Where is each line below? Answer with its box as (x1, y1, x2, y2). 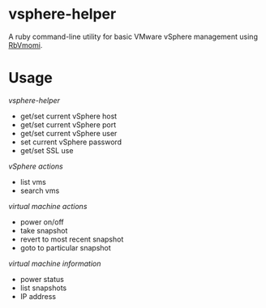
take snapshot (19, 225, 68, 235)
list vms (19, 177, 47, 186)
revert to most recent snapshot (19, 234, 124, 244)
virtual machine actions (8, 201, 88, 211)
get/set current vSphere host (19, 111, 118, 121)
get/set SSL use (19, 145, 74, 155)
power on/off (19, 216, 65, 227)
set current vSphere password (19, 137, 122, 147)
